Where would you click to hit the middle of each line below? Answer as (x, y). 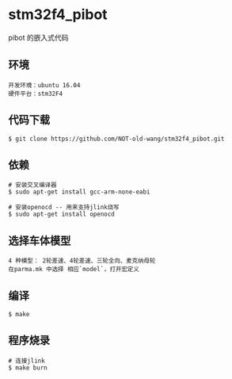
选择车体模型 (40, 241)
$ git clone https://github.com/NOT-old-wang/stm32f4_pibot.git (116, 139)
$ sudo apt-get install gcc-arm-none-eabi (79, 192)
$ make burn (28, 368)
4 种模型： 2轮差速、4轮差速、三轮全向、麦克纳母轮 (82, 261)
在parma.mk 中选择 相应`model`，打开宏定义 (74, 270)
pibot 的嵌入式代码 (38, 37)
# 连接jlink (27, 361)
